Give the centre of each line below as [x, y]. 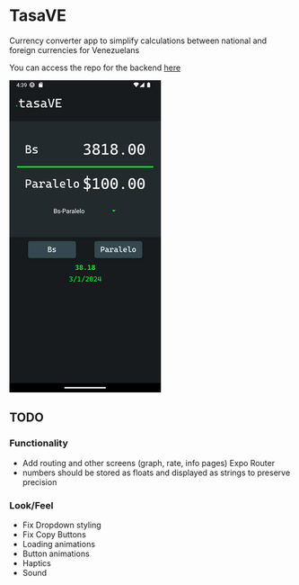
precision [40, 481]
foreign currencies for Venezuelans [75, 49]
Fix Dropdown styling [62, 525]
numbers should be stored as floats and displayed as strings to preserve [156, 472]
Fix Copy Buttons [54, 534]
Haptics [36, 562]
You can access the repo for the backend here [95, 67]
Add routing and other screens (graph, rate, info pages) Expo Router [149, 463]
